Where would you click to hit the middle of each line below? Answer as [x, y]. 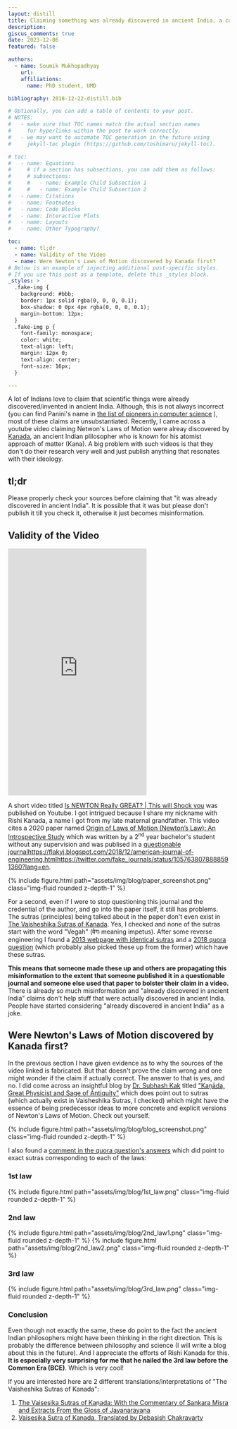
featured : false [32, 47]
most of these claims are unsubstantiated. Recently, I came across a [107, 421]
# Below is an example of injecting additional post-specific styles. [114, 268]
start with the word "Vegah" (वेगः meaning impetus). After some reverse [110, 931]
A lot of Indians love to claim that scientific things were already [99, 399]
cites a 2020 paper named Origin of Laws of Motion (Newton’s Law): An [112, 828]
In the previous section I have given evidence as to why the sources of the [116, 1063]
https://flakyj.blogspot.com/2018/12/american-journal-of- [111, 852]
